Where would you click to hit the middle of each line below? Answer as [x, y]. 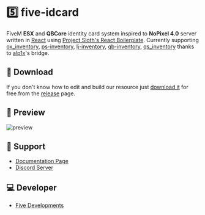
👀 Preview [26, 113]
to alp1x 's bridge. [28, 53]
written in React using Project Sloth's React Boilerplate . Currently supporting [102, 40]
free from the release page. [41, 93]
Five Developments [39, 205]
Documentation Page [42, 161]
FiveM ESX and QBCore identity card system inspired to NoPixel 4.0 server [102, 33]
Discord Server [34, 168]
